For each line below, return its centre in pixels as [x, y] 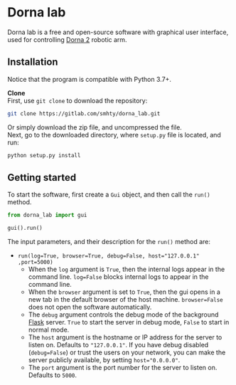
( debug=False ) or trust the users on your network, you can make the [127, 352]
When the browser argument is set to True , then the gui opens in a [124, 292]
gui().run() [25, 228]
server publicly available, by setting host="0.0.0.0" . [104, 360]
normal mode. [49, 330]
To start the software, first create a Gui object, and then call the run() [109, 195]
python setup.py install [44, 155]
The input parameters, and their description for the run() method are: [109, 242]
